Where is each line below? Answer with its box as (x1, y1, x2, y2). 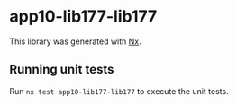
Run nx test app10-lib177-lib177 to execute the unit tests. (9, 85, 229, 96)
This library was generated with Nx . (9, 36, 141, 47)
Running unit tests (9, 62, 114, 77)
